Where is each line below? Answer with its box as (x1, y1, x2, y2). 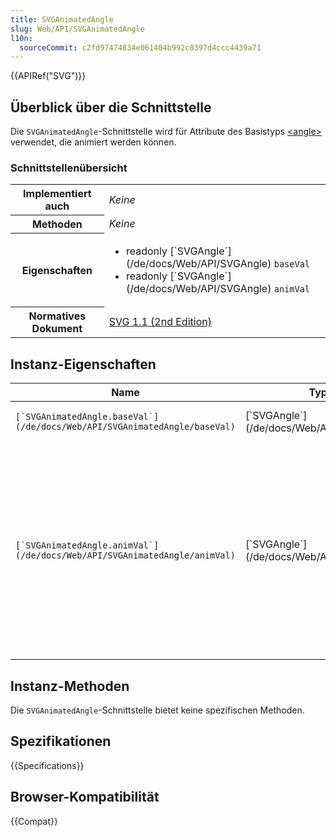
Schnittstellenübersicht (10, 161, 128, 175)
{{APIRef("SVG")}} (10, 70, 87, 82)
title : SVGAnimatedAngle (10, 14, 114, 25)
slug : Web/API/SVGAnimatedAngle (10, 24, 145, 34)
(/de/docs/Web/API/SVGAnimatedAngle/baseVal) (15, 421, 236, 433)
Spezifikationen (10, 733, 112, 750)
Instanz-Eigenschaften (10, 356, 157, 373)
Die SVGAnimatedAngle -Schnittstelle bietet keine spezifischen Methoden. (10, 704, 305, 716)
